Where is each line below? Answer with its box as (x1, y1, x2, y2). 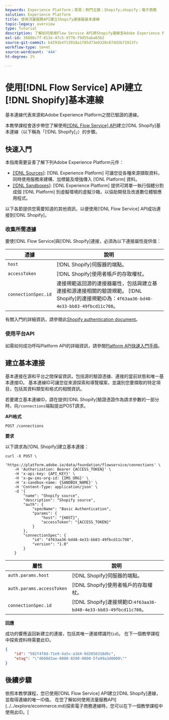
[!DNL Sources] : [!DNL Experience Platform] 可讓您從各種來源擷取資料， (12, 170, 162, 176)
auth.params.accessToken (8, 585, 67, 591)
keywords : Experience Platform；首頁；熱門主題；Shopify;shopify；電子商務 (5, 7, 157, 13)
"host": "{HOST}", (41, 515, 80, 520)
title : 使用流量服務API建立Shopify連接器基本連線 (5, 17, 100, 22)
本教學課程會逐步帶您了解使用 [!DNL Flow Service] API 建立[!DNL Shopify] (5, 123, 156, 129)
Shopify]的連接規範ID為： (56, 295, 117, 302)
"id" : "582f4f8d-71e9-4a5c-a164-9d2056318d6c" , (14, 652, 116, 657)
